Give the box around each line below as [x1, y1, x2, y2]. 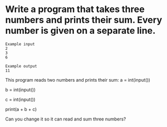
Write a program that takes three [5, 4, 145, 15]
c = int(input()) [5, 96, 35, 102]
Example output [5, 63, 37, 69]
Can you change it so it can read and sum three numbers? [5, 116, 127, 122]
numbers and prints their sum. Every [5, 14, 162, 26]
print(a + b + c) [5, 106, 37, 112]
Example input [5, 41, 35, 46]
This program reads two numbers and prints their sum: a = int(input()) [5, 77, 150, 83]
